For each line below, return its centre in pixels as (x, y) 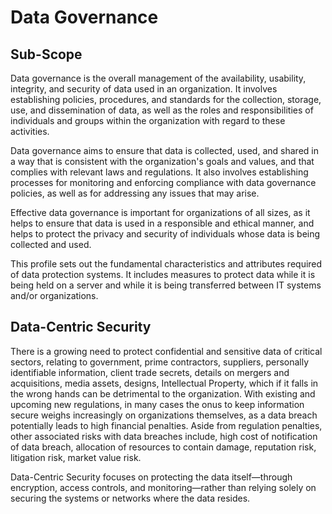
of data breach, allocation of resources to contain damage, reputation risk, (163, 447)
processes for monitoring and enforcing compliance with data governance (163, 182)
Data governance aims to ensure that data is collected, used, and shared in (164, 150)
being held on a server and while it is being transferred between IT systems (166, 285)
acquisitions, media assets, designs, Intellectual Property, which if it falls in (164, 383)
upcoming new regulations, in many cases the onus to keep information (157, 404)
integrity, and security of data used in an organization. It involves (144, 89)
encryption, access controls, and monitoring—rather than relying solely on (163, 487)
